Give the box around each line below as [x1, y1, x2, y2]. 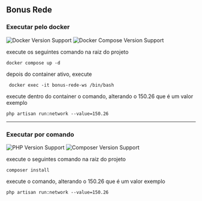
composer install [6, 167, 50, 173]
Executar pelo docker [6, 23, 70, 31]
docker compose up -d [6, 60, 61, 66]
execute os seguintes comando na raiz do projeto [6, 48, 129, 55]
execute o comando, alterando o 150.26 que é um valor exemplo [6, 178, 165, 185]
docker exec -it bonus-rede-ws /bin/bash [8, 82, 114, 88]
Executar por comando [6, 130, 75, 138]
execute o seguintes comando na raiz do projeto [6, 155, 126, 162]
